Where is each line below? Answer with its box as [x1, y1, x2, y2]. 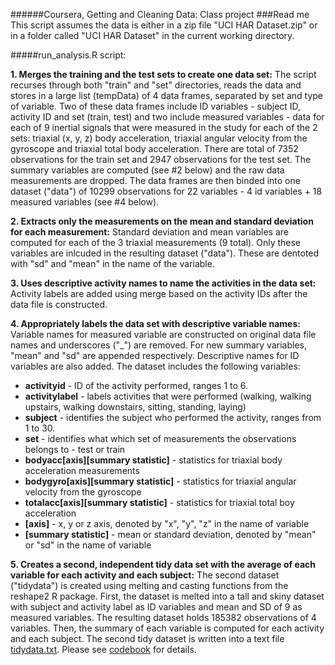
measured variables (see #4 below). [10, 196, 160, 208]
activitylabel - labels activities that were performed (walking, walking [24, 390, 312, 402]
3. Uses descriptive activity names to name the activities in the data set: [10, 277, 317, 289]
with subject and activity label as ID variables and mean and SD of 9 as [10, 601, 303, 613]
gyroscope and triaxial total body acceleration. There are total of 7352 [10, 143, 299, 154]
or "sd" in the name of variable [24, 539, 152, 551]
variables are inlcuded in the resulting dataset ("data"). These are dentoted [10, 247, 320, 259]
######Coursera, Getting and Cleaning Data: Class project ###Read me [10, 9, 310, 20]
